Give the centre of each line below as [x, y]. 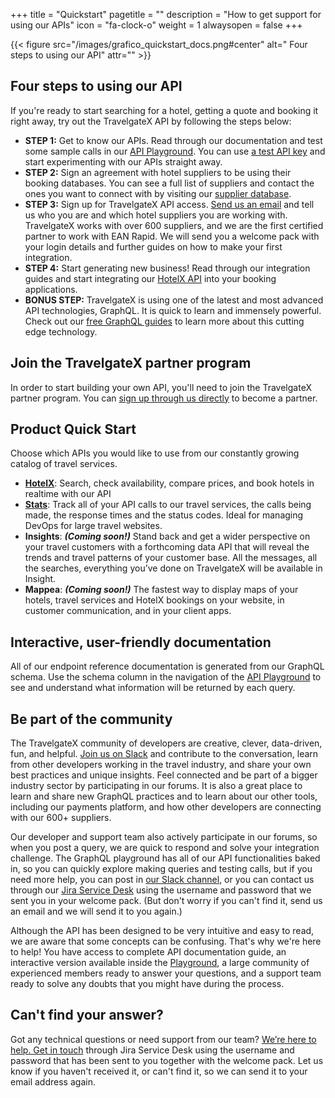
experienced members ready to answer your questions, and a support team [166, 973]
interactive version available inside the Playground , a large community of [160, 963]
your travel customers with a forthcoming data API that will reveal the [167, 547]
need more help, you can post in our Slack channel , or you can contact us [162, 880]
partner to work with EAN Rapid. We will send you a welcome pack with [172, 236]
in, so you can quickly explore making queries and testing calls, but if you [161, 869]
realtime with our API [68, 494]
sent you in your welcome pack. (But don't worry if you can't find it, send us [166, 901]
